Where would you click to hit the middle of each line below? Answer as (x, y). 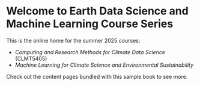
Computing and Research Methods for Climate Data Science (90, 52)
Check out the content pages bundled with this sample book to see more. (97, 76)
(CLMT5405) (31, 58)
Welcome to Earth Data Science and (98, 11)
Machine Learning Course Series (90, 24)
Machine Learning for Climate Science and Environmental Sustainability (104, 65)
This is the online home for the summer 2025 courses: (73, 40)
